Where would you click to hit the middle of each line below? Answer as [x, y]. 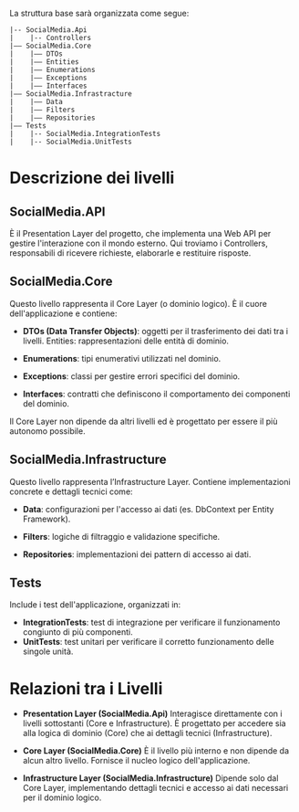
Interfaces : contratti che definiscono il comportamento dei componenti [156, 394]
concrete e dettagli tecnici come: [72, 491]
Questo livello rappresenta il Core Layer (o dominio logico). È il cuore [138, 303]
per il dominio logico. [62, 797]
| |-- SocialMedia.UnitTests [71, 142]
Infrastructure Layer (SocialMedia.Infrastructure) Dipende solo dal [150, 778]
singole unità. [48, 651]
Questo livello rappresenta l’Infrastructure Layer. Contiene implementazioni [150, 481]
